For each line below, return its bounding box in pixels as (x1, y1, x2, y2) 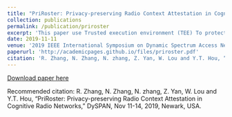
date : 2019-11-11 (7, 36, 57, 43)
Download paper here (7, 74, 69, 82)
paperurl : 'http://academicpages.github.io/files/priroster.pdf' (7, 49, 199, 56)
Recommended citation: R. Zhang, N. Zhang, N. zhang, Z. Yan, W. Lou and (7, 87, 217, 95)
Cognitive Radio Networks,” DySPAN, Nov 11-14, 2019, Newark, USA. (7, 101, 202, 110)
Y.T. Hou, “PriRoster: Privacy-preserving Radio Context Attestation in (7, 94, 202, 103)
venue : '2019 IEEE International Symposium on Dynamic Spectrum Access (7, 42, 217, 49)
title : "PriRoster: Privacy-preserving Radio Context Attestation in (7, 10, 212, 17)
